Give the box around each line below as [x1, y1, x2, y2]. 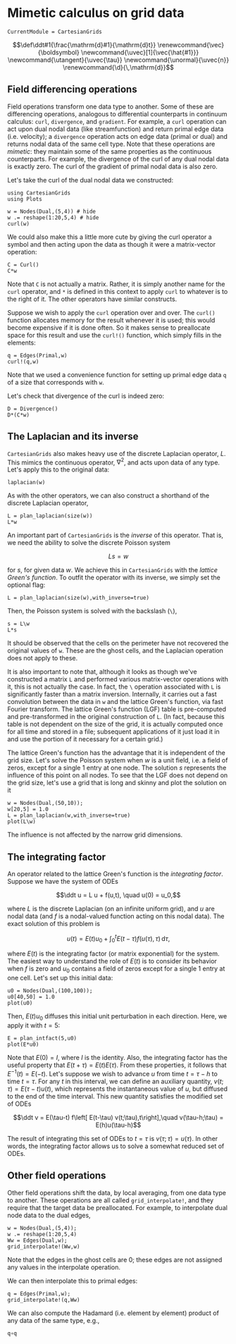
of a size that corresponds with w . [7, 378, 104, 386]
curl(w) [7, 220, 30, 227]
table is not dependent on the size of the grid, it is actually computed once [7, 720, 223, 729]
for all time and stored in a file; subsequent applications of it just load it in [7, 727, 220, 736]
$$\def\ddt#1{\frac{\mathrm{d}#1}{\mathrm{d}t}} [12, 40, 156, 49]
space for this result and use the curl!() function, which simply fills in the [7, 331, 222, 339]
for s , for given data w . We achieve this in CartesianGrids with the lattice [7, 566, 218, 574]
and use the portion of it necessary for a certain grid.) [7, 735, 163, 744]
